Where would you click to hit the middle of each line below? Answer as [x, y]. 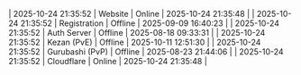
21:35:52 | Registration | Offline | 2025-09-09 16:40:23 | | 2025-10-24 [150, 23]
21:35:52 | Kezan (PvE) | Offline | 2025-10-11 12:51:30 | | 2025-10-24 [135, 42]
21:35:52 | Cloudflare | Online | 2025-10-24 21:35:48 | [108, 61]
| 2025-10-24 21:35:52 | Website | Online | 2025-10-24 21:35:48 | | [132, 14]
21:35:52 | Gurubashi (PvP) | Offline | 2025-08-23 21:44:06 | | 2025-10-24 [146, 52]
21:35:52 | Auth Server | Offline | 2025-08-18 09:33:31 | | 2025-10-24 [137, 33]
